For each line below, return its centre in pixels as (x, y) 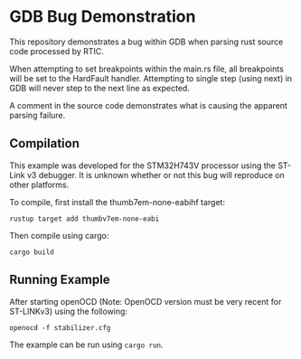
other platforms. (39, 184)
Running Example (60, 280)
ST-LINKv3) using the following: (69, 311)
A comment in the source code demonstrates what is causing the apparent (148, 105)
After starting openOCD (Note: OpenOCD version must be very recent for (146, 301)
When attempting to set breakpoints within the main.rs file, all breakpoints (147, 69)
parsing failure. (38, 115)
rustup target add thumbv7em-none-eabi (85, 219)
